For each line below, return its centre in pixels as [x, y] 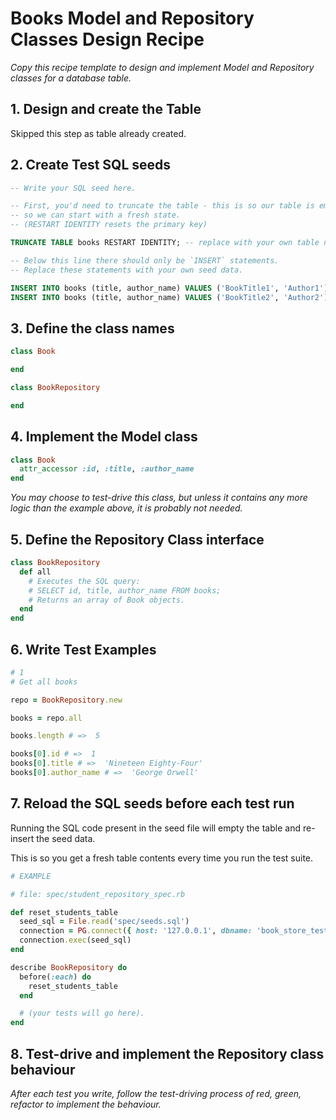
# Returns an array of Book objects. [107, 600]
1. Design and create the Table [106, 109]
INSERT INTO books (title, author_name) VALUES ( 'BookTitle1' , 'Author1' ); [171, 288]
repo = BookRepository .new [66, 700]
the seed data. [66, 838]
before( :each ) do [55, 977]
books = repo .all [46, 718]
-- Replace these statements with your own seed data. [127, 270]
